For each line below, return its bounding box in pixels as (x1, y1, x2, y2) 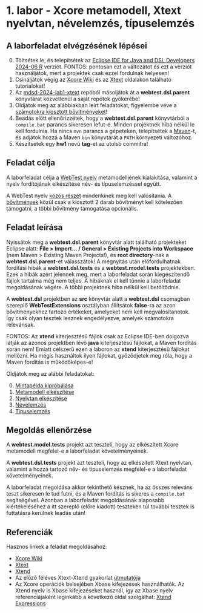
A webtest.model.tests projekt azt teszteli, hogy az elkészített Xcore (6, 441, 179, 448)
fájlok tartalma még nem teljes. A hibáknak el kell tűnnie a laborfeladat (6, 277, 181, 284)
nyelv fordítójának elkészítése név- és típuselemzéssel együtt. (6, 180, 162, 188)
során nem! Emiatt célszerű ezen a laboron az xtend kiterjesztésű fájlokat (6, 346, 190, 353)
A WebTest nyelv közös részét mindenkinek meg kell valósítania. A (6, 192, 172, 199)
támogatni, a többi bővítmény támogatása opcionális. (6, 205, 139, 212)
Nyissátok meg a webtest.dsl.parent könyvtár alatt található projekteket (6, 238, 187, 246)
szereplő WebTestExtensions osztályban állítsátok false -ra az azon (6, 301, 176, 309)
